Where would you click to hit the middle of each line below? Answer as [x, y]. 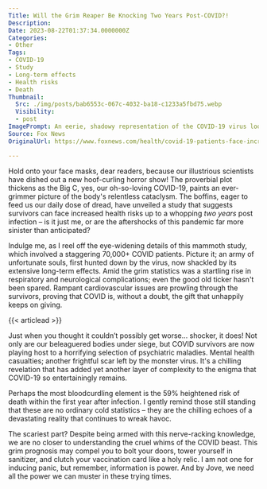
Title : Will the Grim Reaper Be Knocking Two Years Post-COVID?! [118, 16]
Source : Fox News [37, 134]
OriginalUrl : [30, 141]
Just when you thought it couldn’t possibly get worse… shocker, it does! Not [133, 336]
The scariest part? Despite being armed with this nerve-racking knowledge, [132, 433]
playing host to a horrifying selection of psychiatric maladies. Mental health [132, 352]
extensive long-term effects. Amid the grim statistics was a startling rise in [130, 270]
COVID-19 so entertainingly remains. [68, 378]
